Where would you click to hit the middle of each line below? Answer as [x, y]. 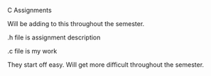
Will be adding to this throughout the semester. [76, 24]
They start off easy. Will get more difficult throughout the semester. [106, 65]
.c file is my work [32, 51]
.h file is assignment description [54, 37]
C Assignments [29, 10]
